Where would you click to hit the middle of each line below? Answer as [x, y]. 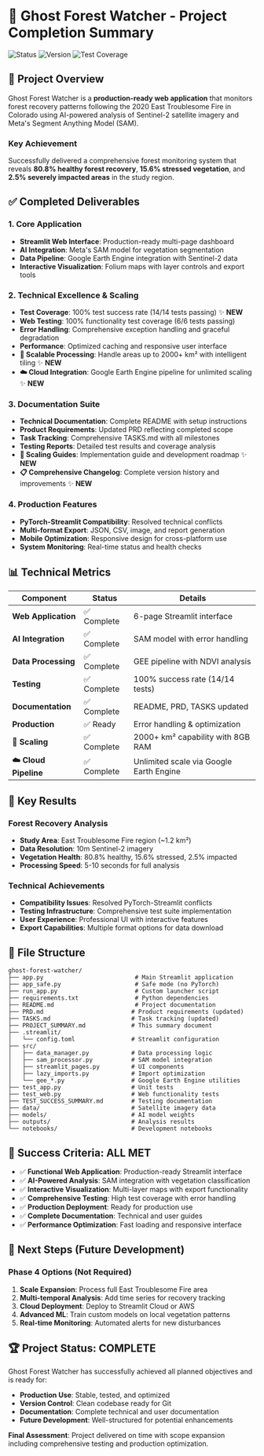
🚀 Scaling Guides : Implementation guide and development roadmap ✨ [133, 455]
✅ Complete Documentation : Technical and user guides [111, 1216]
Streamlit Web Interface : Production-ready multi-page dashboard [126, 241]
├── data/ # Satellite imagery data [112, 1108]
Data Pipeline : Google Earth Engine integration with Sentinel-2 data [128, 258]
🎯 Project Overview [56, 79]
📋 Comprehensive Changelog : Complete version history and [119, 472]
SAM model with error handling [191, 639]
